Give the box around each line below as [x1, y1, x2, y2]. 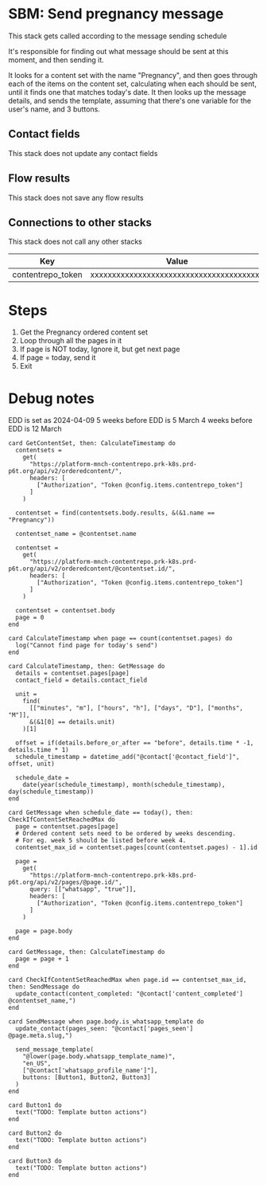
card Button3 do [8, 1157, 62, 1165]
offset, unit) [8, 760, 56, 768]
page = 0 [15, 614, 44, 622]
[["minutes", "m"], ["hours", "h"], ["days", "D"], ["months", [29, 704, 244, 713]
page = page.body [15, 927, 73, 936]
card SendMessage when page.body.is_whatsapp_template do [8, 1018, 204, 1026]
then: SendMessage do [8, 983, 80, 991]
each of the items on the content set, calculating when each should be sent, [8, 79, 257, 88]
